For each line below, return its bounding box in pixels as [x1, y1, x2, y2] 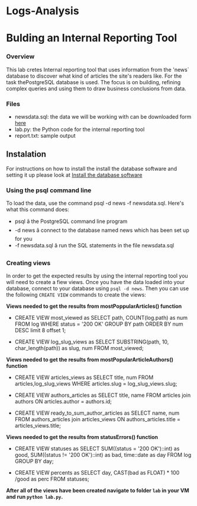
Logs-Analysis [6, 4, 79, 18]
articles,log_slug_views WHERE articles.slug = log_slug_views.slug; [14, 380, 177, 387]
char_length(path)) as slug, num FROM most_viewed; [14, 345, 144, 352]
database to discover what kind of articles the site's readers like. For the [6, 72, 182, 79]
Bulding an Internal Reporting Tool [6, 31, 177, 45]
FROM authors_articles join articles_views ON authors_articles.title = [14, 416, 181, 423]
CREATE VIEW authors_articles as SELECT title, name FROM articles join [14, 392, 191, 399]
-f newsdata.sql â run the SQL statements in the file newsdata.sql [14, 242, 175, 249]
